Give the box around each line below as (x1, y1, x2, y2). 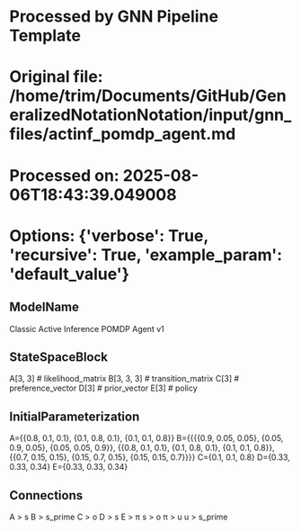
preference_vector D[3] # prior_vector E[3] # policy (9, 382, 198, 393)
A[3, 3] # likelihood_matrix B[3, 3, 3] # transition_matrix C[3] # (9, 373, 240, 384)
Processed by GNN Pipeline (9, 6, 218, 27)
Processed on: (9, 165, 120, 185)
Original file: (9, 67, 103, 87)
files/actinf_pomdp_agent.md (9, 124, 236, 145)
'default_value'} (9, 264, 130, 284)
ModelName (9, 300, 79, 315)
